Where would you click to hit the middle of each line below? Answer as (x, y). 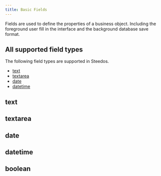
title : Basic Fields (26, 10)
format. (13, 34)
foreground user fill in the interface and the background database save (77, 29)
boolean (18, 169)
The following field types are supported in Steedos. (57, 61)
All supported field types (44, 50)
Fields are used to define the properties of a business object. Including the (81, 24)
